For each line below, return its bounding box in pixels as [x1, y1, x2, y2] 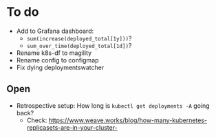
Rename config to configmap [16, 56, 99, 64]
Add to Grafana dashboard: [16, 27, 94, 35]
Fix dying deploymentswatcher [16, 63, 105, 71]
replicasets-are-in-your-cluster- [26, 123, 118, 131]
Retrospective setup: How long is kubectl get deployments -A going [16, 101, 210, 110]
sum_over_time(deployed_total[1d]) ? [26, 41, 132, 49]
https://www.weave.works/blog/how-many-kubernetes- [48, 116, 208, 124]
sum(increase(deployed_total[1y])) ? [26, 34, 132, 42]
